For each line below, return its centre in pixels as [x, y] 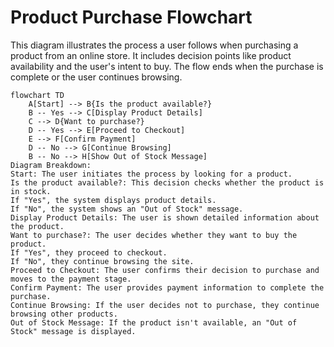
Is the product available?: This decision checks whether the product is [167, 182]
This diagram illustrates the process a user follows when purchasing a [154, 45]
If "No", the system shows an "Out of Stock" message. [127, 209]
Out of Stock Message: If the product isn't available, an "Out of [154, 322]
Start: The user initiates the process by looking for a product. [151, 174]
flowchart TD [37, 95]
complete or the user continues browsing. [96, 77]
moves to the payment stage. [71, 279]
